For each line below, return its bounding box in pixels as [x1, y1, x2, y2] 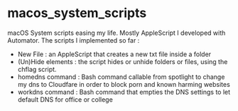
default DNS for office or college [17, 95, 114, 104]
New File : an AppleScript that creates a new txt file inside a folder [17, 50, 212, 58]
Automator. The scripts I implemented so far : [7, 36, 140, 44]
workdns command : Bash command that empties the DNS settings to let [17, 88, 231, 96]
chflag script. [17, 65, 57, 73]
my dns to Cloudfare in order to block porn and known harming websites [17, 80, 231, 88]
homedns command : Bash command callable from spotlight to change [17, 73, 225, 81]
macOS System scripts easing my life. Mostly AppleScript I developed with [7, 28, 226, 37]
